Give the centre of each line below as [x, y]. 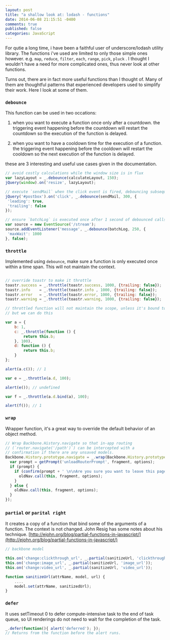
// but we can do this [29, 313]
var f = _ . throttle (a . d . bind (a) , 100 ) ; [47, 397]
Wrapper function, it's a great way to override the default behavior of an [80, 428]
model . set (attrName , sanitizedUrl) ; [53, 586]
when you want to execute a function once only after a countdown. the [86, 123]
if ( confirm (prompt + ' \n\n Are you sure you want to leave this [85, 471]
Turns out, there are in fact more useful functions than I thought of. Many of [84, 79]
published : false [24, 29]
